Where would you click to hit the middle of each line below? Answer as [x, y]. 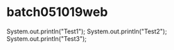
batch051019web [57, 12]
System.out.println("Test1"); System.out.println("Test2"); [87, 31]
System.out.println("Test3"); [47, 38]
